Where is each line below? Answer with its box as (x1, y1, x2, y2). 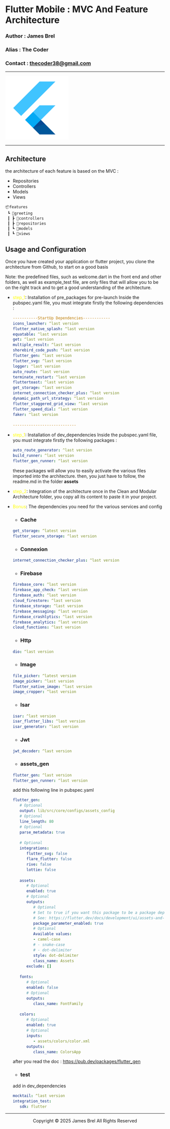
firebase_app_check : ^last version (12, 588, 88, 593)
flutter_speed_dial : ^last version (12, 406, 88, 412)
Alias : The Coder (5, 46, 49, 53)
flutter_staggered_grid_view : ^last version (12, 401, 108, 406)
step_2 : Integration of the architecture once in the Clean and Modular (12, 488, 157, 494)
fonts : (19, 974, 34, 980)
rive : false (26, 862, 52, 867)
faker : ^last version (12, 412, 58, 417)
